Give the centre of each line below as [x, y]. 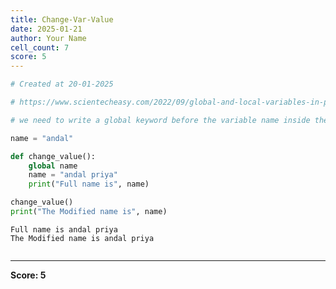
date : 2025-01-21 [46, 29]
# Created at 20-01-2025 [62, 84]
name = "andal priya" [73, 175]
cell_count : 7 [40, 47]
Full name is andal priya [64, 229]
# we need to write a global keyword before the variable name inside [160, 120]
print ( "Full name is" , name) [89, 184]
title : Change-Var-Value [62, 19]
